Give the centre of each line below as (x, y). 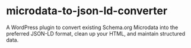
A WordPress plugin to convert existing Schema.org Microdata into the (92, 27)
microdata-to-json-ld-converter (87, 11)
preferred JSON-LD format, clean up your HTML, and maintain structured (96, 33)
